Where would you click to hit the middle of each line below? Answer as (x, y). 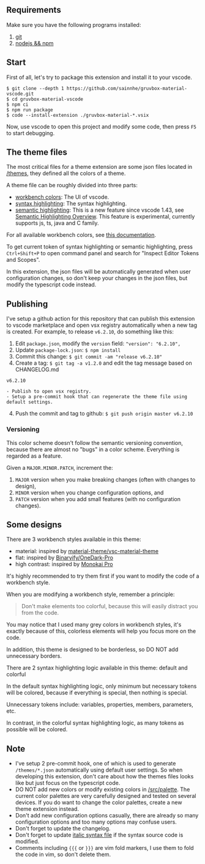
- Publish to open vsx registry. (49, 392)
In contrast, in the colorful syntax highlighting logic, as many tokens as (95, 723)
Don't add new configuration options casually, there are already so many (107, 816)
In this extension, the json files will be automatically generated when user (99, 272)
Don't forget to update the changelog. (63, 829)
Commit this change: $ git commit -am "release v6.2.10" (88, 357)
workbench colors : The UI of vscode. (62, 197)
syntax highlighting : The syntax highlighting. (71, 204)
